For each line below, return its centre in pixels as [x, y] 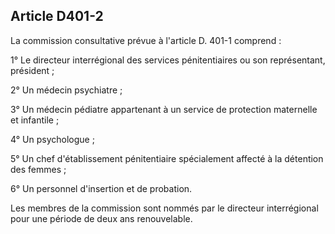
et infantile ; [35, 120]
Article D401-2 [57, 16]
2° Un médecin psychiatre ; [66, 90]
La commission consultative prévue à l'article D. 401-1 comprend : [146, 40]
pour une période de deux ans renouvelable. [101, 218]
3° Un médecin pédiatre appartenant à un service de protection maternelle [164, 109]
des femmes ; [38, 169]
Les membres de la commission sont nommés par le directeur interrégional [164, 208]
